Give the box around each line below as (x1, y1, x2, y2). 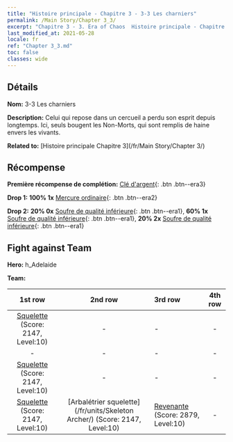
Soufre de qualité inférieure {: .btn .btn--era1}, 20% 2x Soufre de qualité (7, 214, 212, 223)
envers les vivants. (7, 128, 61, 136)
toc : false (7, 49, 39, 56)
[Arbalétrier (67, 397, 106, 407)
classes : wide (7, 56, 49, 63)
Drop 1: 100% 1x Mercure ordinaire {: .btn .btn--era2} (7, 194, 158, 202)
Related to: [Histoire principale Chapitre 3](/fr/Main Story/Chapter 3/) (7, 141, 205, 150)
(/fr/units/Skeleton (74, 406, 134, 416)
